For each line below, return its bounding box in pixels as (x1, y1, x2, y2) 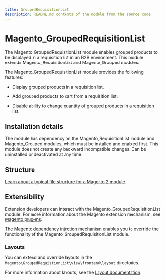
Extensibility (5, 193, 44, 201)
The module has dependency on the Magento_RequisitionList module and (5, 136, 155, 142)
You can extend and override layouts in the (5, 254, 92, 261)
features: (5, 74, 24, 80)
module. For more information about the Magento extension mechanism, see (5, 211, 161, 217)
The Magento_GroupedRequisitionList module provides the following (5, 69, 144, 75)
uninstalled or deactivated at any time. (5, 151, 83, 157)
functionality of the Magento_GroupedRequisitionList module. (5, 231, 130, 237)
